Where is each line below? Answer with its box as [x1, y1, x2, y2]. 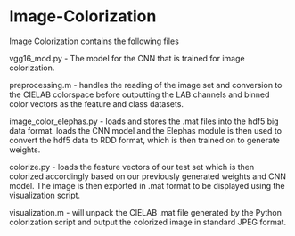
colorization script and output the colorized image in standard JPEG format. [9, 216, 287, 227]
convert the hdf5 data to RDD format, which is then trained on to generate [9, 134, 281, 145]
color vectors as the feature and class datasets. [9, 98, 184, 109]
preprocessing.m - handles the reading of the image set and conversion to [9, 79, 283, 90]
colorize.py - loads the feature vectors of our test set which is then [9, 161, 255, 172]
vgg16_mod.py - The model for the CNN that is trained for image [9, 53, 245, 63]
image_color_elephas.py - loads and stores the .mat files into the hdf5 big [9, 116, 279, 126]
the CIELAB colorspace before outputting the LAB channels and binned [9, 89, 270, 100]
